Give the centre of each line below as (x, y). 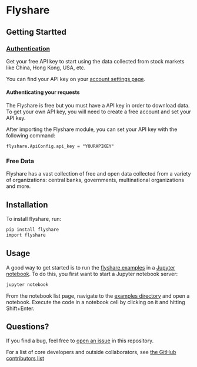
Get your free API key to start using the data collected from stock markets (95, 61)
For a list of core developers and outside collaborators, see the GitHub (91, 352)
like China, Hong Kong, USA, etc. (46, 68)
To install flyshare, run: (34, 219)
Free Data (20, 161)
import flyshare (26, 235)
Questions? (28, 327)
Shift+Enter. (20, 308)
